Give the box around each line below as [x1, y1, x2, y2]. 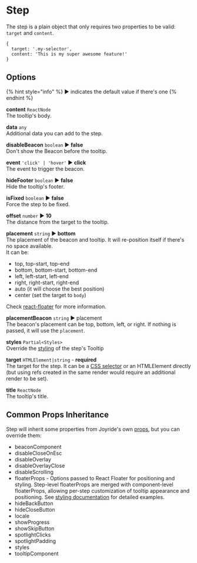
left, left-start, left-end [14, 272, 69, 279]
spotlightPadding [14, 537, 56, 544]
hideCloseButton [14, 506, 55, 513]
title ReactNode [6, 386, 41, 393]
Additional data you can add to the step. [6, 129, 103, 136]
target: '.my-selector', [11, 45, 72, 52]
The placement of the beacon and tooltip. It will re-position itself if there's [6, 236, 185, 243]
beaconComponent [14, 443, 62, 450]
